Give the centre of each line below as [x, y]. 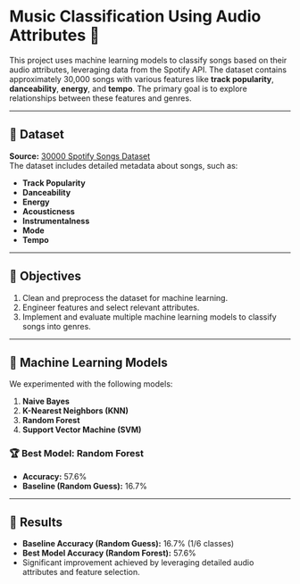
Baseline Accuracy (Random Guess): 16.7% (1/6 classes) [128, 544]
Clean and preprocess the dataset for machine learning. [125, 297]
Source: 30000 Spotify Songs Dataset [80, 156]
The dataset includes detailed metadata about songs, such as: [124, 165]
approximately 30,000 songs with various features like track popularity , [142, 79]
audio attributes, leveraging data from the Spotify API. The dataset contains [148, 70]
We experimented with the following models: [91, 384]
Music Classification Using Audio [135, 17]
